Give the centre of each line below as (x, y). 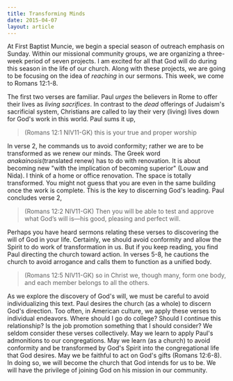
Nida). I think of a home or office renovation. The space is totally (99, 176)
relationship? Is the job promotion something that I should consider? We (110, 326)
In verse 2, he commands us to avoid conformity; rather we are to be (105, 146)
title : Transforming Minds (46, 14)
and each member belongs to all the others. (87, 283)
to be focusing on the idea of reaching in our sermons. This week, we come (115, 76)
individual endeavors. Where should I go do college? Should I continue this (114, 318)
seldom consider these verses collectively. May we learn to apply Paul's (110, 333)
